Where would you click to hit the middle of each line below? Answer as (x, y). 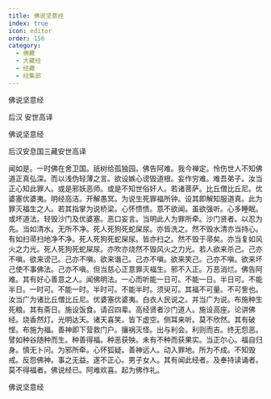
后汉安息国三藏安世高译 (47, 151)
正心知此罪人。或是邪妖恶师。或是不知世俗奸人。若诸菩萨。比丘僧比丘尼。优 (135, 188)
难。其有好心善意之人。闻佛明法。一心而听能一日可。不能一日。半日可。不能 (135, 279)
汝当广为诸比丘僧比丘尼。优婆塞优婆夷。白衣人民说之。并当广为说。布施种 (132, 299)
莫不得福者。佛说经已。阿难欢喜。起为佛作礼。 (86, 370)
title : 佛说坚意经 (36, 16)
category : (25, 46)
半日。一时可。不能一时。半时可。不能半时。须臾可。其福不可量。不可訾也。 (135, 289)
